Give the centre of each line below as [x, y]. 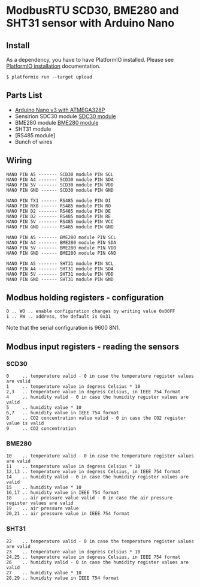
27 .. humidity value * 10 [44, 573]
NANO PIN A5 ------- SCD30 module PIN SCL [60, 174]
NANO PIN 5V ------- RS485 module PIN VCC [60, 222]
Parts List [24, 96]
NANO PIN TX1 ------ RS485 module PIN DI [59, 201]
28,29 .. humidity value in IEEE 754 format [63, 578]
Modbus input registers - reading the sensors [93, 346]
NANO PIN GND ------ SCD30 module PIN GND [60, 190]
